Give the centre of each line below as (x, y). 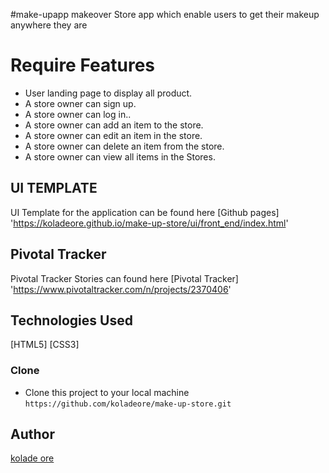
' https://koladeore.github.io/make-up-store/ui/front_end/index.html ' (149, 223)
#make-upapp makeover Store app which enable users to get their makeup (165, 14)
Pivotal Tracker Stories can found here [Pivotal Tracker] (124, 278)
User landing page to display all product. (108, 93)
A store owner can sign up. (80, 103)
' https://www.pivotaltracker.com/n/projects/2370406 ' (121, 289)
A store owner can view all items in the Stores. (120, 156)
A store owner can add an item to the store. (114, 125)
